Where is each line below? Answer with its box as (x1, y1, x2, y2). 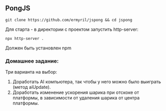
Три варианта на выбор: (5, 69, 57, 75)
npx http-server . (5, 36, 44, 41)
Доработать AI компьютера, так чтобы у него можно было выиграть (12, 79, 161, 85)
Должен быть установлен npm (5, 45, 72, 51)
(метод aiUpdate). (12, 84, 51, 90)
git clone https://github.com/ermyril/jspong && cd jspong (5, 17, 133, 22)
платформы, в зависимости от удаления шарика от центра (12, 95, 140, 101)
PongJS (5, 4, 30, 13)
